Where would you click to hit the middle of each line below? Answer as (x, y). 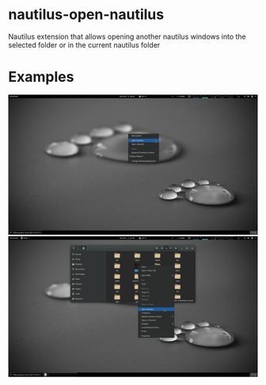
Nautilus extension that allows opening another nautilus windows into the (127, 36)
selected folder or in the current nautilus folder (84, 44)
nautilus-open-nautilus (86, 15)
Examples (41, 77)
